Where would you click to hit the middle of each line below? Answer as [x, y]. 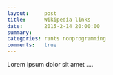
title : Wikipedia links [49, 20]
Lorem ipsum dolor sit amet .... [50, 64]
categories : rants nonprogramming [57, 39]
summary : [20, 32]
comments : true [32, 45]
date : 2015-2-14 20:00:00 [53, 26]
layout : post [32, 13]
